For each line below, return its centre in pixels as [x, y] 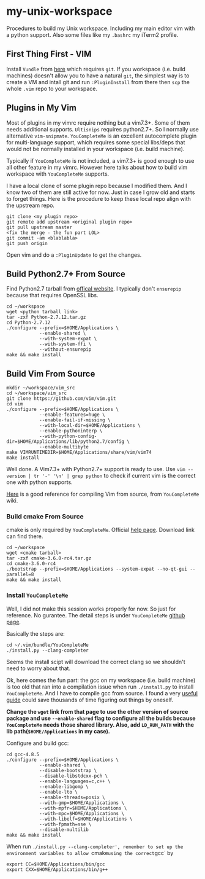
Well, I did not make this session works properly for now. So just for [91, 609]
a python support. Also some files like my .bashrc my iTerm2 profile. [92, 34]
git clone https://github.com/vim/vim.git [61, 399]
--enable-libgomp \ [64, 787]
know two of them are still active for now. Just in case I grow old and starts [101, 192]
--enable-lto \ [58, 792]
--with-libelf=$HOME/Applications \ [86, 819]
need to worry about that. [39, 668]
